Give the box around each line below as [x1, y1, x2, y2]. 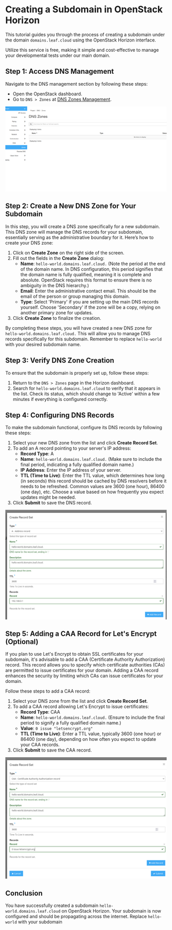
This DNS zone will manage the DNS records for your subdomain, [5, 229, 143, 235]
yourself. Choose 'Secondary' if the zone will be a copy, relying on [20, 304, 161, 310]
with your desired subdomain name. [5, 341, 81, 347]
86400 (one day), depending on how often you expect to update [20, 736, 156, 742]
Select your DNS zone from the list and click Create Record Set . [12, 698, 148, 704]
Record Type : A [20, 451, 54, 457]
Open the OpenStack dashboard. [12, 91, 82, 97]
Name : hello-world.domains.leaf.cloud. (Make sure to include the [20, 456, 162, 462]
